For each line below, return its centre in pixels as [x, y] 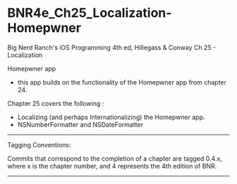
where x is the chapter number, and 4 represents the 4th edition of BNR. [112, 166]
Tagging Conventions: [39, 145]
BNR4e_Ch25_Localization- [90, 13]
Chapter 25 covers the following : [56, 103]
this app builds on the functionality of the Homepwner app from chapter [122, 82]
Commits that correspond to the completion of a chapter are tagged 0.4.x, [115, 158]
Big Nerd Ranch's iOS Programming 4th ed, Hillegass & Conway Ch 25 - [112, 47]
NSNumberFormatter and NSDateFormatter [80, 124]
